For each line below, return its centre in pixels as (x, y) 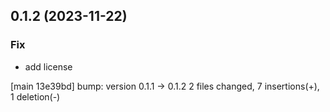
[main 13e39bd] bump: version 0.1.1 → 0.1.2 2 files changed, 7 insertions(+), (165, 86)
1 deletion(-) (35, 96)
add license (48, 66)
